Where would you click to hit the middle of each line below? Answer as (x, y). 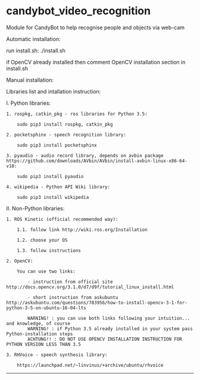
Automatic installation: (33, 39)
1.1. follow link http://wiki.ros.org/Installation (82, 230)
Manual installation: (30, 80)
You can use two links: (46, 271)
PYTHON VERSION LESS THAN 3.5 (44, 344)
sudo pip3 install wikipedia (53, 197)
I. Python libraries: (29, 103)
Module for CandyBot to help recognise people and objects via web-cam (96, 27)
